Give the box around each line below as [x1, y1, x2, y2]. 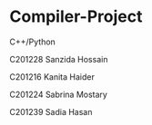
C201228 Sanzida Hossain [9, 53, 108, 64]
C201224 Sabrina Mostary [9, 89, 107, 100]
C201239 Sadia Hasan [9, 106, 93, 117]
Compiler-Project [9, 6, 143, 27]
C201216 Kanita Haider [9, 71, 96, 82]
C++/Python [9, 36, 56, 47]
